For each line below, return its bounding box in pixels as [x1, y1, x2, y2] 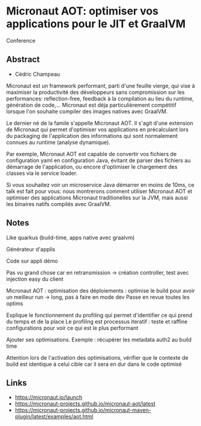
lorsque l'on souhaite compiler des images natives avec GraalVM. [6, 107, 168, 115]
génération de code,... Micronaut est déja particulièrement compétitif [6, 101, 177, 108]
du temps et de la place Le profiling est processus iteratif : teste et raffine [6, 318, 188, 325]
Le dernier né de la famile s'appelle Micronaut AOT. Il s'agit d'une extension [6, 119, 194, 127]
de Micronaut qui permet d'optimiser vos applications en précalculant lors [6, 125, 189, 133]
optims [6, 299, 23, 307]
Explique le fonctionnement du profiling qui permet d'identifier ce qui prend [6, 312, 193, 319]
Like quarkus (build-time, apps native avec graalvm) [6, 234, 135, 241]
